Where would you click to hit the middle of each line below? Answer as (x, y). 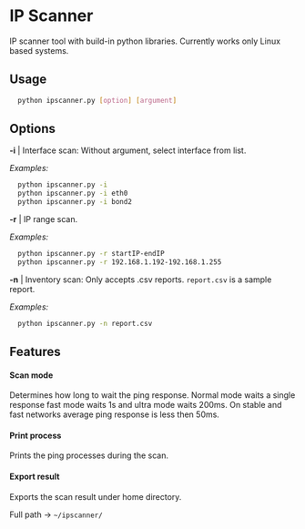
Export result (35, 477)
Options (33, 129)
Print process (36, 435)
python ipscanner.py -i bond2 (75, 202)
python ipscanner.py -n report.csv (85, 323)
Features (35, 352)
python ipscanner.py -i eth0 (73, 193)
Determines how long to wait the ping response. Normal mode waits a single (152, 395)
